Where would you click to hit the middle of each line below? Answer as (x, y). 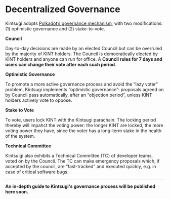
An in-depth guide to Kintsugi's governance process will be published (80, 186)
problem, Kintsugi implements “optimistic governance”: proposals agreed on (84, 89)
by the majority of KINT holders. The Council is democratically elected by (82, 54)
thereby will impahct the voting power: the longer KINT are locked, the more (84, 125)
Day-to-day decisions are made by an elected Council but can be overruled (84, 48)
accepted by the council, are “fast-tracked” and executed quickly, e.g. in (81, 166)
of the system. (20, 136)
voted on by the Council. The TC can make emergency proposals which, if (82, 161)
